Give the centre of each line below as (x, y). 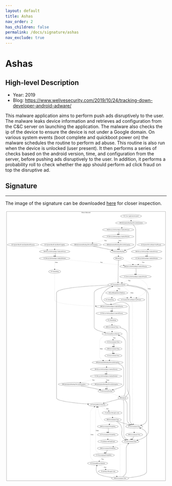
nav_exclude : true (25, 38)
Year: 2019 (24, 95)
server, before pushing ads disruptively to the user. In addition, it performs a (85, 159)
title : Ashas (19, 16)
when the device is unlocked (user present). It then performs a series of (81, 148)
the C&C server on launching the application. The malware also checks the (84, 126)
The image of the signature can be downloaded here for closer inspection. (84, 203)
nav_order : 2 (19, 21)
